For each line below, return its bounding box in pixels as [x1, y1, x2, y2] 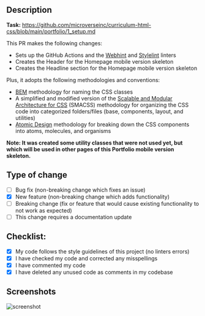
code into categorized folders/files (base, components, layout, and [15, 107, 184, 115]
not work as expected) [15, 206, 72, 214]
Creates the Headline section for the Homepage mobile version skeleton [15, 64, 198, 72]
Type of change [6, 170, 67, 180]
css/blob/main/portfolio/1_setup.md [6, 28, 96, 35]
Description [6, 5, 52, 15]
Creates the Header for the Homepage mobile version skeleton [15, 58, 174, 65]
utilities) [15, 114, 35, 121]
